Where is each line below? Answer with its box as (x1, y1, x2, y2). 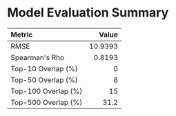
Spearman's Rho (10, 52, 65, 62)
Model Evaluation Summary (7, 5, 169, 21)
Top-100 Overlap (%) (10, 86, 83, 96)
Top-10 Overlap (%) (10, 64, 78, 73)
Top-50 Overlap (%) (10, 75, 78, 84)
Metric (10, 30, 33, 39)
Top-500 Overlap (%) (10, 97, 83, 107)
